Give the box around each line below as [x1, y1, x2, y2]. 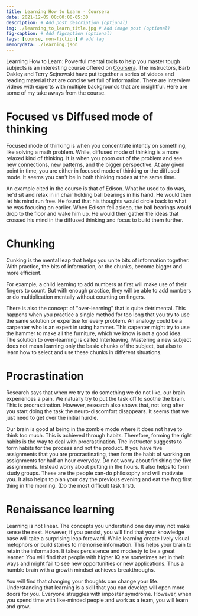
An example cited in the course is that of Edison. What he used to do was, [6, 184, 186, 192]
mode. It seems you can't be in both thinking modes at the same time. [6, 173, 176, 180]
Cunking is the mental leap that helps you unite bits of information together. [6, 257, 190, 264]
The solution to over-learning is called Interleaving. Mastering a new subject [6, 336, 191, 343]
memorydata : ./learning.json [6, 42, 78, 48]
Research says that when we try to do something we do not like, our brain [6, 388, 186, 396]
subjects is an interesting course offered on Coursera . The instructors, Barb [6, 64, 190, 71]
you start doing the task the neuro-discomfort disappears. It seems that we [6, 407, 189, 414]
